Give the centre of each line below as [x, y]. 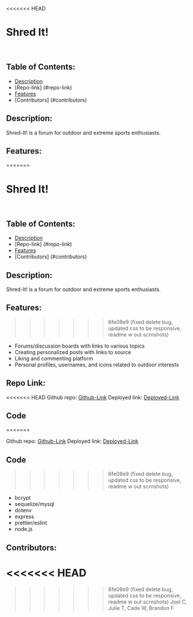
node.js [24, 529]
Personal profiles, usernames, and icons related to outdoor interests [97, 365]
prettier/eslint [31, 523]
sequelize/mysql [34, 504]
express [24, 516]
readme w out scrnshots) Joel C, [148, 602]
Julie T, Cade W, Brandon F [141, 608]
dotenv [23, 511]
